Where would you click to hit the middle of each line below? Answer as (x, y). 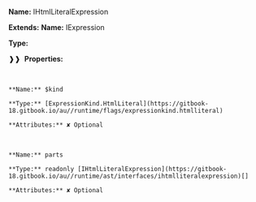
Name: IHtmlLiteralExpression (59, 12)
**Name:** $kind (36, 89)
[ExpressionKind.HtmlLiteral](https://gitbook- (126, 104)
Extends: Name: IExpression (57, 27)
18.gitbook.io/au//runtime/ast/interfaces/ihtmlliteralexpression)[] (129, 176)
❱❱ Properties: (36, 59)
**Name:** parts (36, 155)
